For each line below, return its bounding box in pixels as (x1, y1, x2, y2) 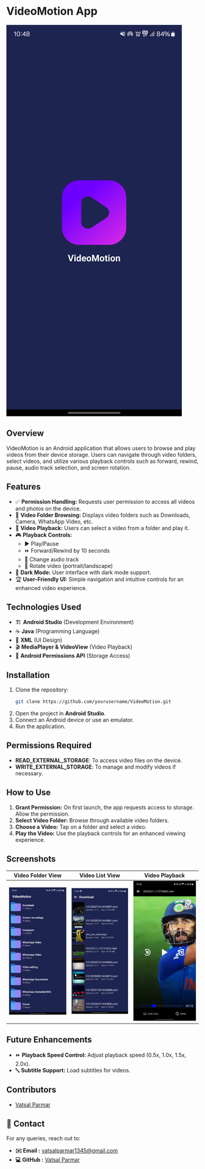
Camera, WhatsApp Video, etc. (15, 518, 93, 525)
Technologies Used (6, 602, 81, 612)
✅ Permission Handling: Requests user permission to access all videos (15, 498, 195, 505)
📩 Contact (6, 1118, 45, 1129)
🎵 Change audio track (24, 555, 79, 563)
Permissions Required (6, 740, 92, 751)
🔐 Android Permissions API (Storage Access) (15, 652, 131, 660)
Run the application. (15, 723, 66, 730)
